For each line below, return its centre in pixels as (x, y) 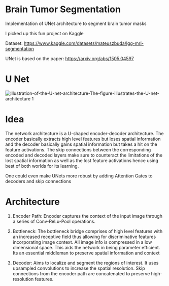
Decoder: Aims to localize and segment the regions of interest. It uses (86, 263)
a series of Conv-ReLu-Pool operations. (54, 221)
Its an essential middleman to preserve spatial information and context (86, 253)
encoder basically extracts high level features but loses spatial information (83, 139)
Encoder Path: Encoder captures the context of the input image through (87, 216)
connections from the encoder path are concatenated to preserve (81, 273)
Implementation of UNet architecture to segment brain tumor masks (76, 23)
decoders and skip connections (38, 181)
